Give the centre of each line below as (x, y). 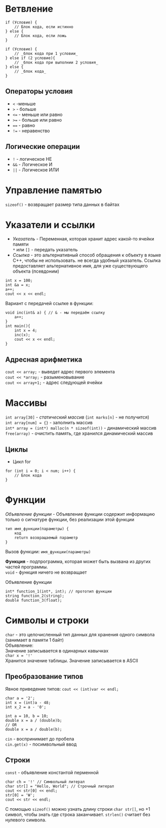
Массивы (26, 403)
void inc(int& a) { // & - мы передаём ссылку (55, 313)
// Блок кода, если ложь (40, 36)
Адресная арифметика (44, 359)
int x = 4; (26, 331)
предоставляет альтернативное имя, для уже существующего (80, 266)
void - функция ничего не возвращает (46, 572)
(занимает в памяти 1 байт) (35, 640)
